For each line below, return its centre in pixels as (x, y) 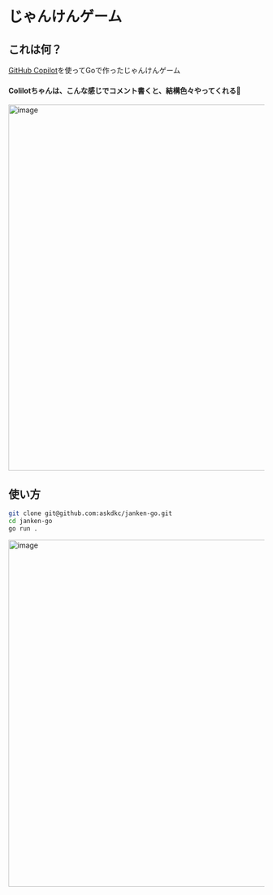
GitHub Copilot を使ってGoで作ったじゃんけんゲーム (95, 70)
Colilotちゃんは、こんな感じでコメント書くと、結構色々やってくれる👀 (125, 90)
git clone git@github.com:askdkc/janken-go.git (91, 513)
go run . (23, 528)
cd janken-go (30, 521)
